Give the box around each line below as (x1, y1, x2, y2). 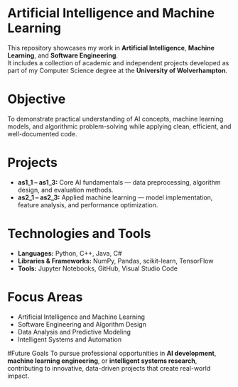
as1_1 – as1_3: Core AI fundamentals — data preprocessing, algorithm (17, 178, 221, 186)
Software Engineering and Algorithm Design (17, 320, 147, 328)
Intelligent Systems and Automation (17, 335, 122, 344)
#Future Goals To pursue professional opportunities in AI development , (7, 349, 217, 357)
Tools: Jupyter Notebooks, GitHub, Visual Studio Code (17, 264, 178, 273)
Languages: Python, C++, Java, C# (17, 249, 122, 257)
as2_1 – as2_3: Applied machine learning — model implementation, (17, 193, 213, 202)
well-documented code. (7, 129, 77, 138)
